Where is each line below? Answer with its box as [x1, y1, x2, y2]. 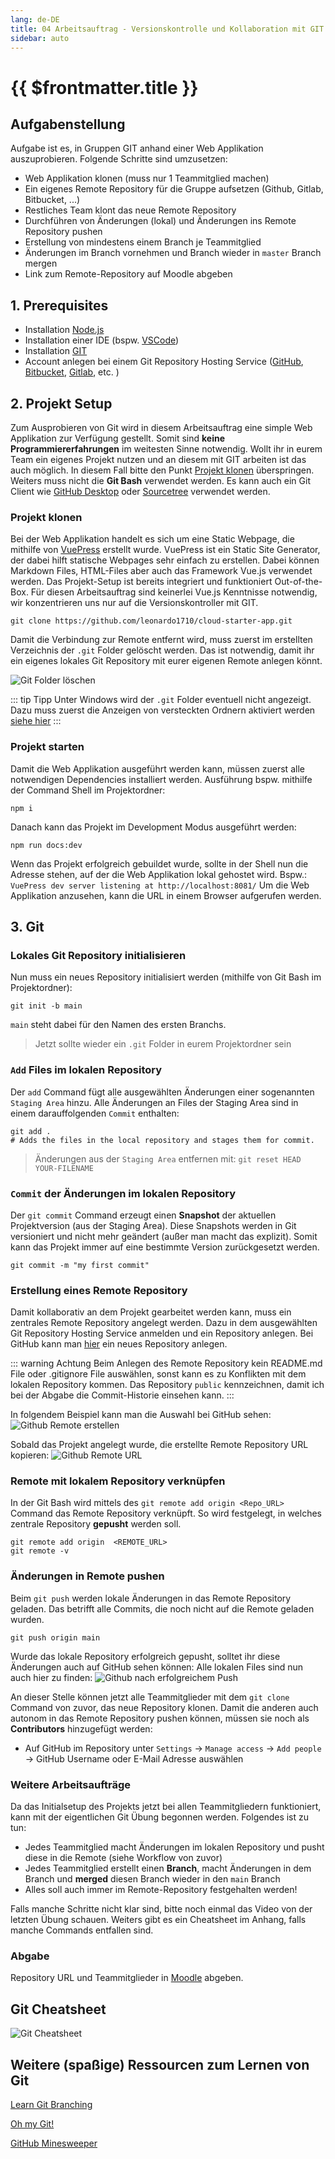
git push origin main [10, 1632, 101, 1643]
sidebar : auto [10, 33, 70, 43]
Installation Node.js [24, 324, 105, 336]
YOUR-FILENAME [34, 1163, 94, 1173]
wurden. [10, 1613, 45, 1625]
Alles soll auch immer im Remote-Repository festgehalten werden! [24, 1884, 298, 1896]
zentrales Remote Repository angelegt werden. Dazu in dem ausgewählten [10, 1317, 318, 1329]
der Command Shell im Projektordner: [10, 784, 166, 796]
